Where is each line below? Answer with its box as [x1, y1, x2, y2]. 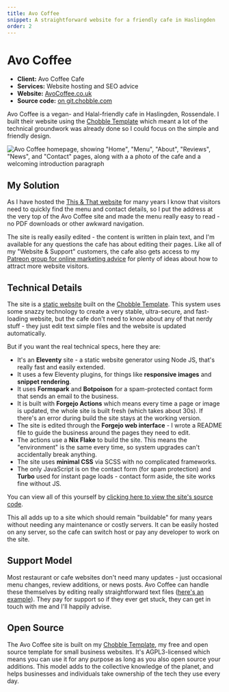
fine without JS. [16, 479, 62, 487]
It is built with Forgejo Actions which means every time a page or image [16, 399, 220, 408]
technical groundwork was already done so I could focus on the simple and [7, 125, 219, 133]
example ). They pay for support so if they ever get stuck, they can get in [7, 595, 211, 603]
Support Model [7, 555, 72, 567]
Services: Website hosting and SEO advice [16, 82, 139, 90]
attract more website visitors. [7, 262, 90, 271]
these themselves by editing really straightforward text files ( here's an [7, 587, 204, 596]
